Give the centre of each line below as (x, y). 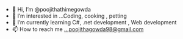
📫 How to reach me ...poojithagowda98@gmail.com (78, 29)
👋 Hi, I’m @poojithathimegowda (52, 9)
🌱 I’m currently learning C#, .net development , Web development (94, 22)
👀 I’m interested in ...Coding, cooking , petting (69, 16)
